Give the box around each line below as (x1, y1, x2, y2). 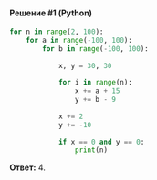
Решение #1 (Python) (9, 7, 93, 18)
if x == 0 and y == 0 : (58, 137, 145, 146)
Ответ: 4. (9, 162, 46, 173)
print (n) (74, 145, 108, 155)
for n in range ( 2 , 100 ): (9, 27, 104, 36)
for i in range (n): (58, 78, 132, 87)
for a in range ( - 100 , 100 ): (26, 36, 132, 45)
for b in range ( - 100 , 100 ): (42, 44, 149, 54)
